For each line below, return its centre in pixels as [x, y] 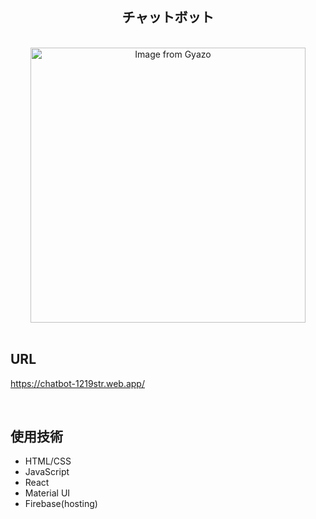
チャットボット [168, 17]
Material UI [47, 493]
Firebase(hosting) [61, 504]
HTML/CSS [48, 461]
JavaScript [47, 472]
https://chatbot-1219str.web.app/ [77, 383]
